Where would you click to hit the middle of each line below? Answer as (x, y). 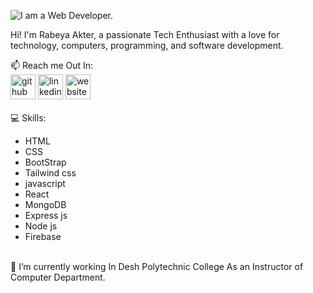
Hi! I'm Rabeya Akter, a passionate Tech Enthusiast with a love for (145, 34)
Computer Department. (58, 277)
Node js (41, 226)
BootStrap (45, 162)
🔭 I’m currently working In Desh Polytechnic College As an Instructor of (157, 266)
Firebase (43, 236)
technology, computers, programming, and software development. (147, 45)
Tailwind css (50, 173)
